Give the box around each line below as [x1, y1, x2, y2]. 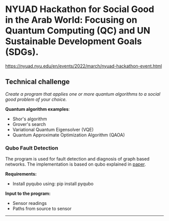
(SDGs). [5, 46, 39, 58]
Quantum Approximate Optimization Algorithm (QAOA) [12, 132, 125, 138]
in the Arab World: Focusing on [5, 14, 137, 26]
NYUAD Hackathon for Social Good [5, 4, 154, 15]
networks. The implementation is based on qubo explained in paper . [5, 161, 146, 167]
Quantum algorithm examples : [5, 106, 70, 112]
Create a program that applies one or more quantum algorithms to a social [5, 91, 160, 97]
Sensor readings [12, 200, 47, 206]
